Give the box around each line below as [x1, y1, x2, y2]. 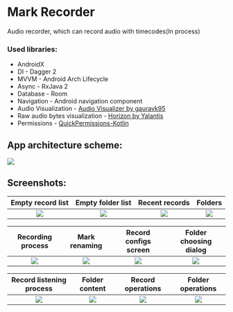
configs [125, 236, 151, 246]
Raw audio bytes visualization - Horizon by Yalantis [17, 112, 164, 120]
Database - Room [17, 89, 68, 98]
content [79, 284, 106, 293]
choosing [180, 236, 212, 246]
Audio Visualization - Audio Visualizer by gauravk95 [17, 105, 166, 113]
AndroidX [17, 60, 45, 69]
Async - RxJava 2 [17, 83, 68, 91]
